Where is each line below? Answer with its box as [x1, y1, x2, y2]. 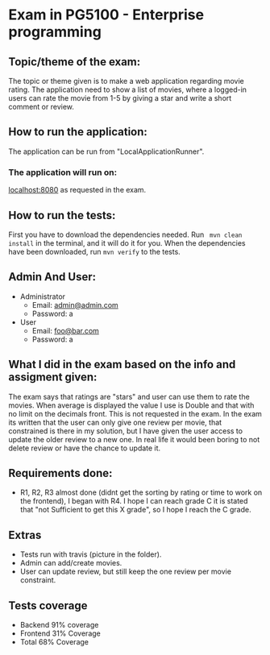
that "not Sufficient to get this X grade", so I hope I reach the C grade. [19, 505, 251, 515]
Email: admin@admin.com [31, 300, 118, 309]
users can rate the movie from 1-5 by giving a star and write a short [8, 93, 232, 102]
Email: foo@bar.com [31, 325, 99, 335]
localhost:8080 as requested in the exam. [8, 185, 147, 195]
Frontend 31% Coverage [19, 628, 101, 638]
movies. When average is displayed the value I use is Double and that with [8, 400, 255, 410]
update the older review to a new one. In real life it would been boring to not [8, 434, 260, 444]
